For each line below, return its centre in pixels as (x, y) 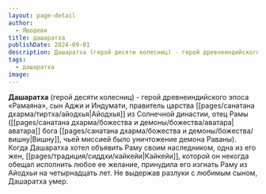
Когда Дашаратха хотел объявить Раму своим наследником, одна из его (132, 147)
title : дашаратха (37, 38)
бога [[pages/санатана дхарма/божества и (115, 131)
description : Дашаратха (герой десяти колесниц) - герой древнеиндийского (134, 52)
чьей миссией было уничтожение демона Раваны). (150, 139)
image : (19, 74)
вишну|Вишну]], (35, 139)
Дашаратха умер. (38, 181)
